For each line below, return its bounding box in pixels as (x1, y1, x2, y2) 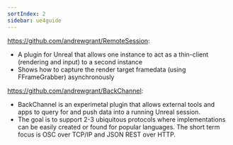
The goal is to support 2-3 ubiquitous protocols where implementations (17, 115, 226, 124)
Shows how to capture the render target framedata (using (17, 65, 186, 74)
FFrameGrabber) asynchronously (17, 72, 115, 81)
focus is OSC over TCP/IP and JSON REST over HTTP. (17, 130, 176, 139)
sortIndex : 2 (7, 10, 46, 18)
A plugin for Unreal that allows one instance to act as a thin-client (17, 50, 209, 59)
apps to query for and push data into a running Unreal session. (17, 108, 200, 116)
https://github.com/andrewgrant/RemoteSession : (7, 36, 150, 45)
